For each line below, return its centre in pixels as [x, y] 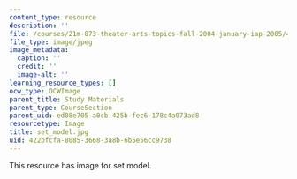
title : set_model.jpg [49, 132]
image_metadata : [39, 50]
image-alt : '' [43, 75]
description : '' [39, 26]
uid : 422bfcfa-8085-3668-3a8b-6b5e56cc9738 [91, 140]
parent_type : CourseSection [61, 108]
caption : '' [39, 58]
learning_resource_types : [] [63, 83]
